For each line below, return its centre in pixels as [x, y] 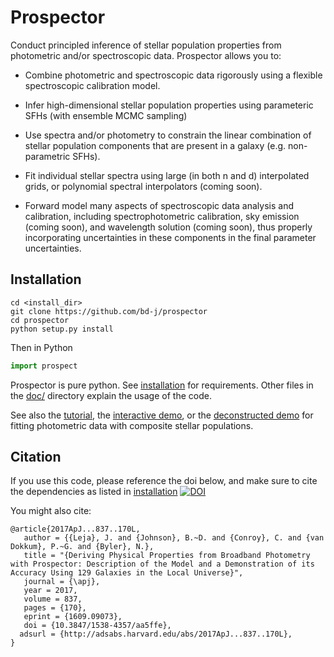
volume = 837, [53, 599]
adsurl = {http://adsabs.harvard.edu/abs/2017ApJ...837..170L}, [156, 634]
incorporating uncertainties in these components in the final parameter [170, 237]
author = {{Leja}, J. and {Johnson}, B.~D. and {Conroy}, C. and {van [174, 538]
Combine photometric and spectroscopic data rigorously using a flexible [173, 75]
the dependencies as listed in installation [94, 492]
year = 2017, [50, 591]
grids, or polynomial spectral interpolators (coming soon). [143, 186]
